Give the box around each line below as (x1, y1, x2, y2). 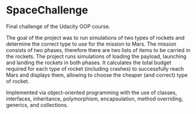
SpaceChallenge (6, 4, 88, 17)
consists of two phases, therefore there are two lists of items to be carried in (6, 46, 191, 53)
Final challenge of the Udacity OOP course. (6, 23, 111, 30)
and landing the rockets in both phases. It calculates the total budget (6, 59, 171, 66)
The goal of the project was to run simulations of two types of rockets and (6, 34, 185, 41)
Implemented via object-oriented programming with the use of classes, (6, 89, 177, 96)
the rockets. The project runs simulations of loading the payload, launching (6, 53, 187, 60)
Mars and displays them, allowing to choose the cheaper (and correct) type (6, 71, 188, 78)
